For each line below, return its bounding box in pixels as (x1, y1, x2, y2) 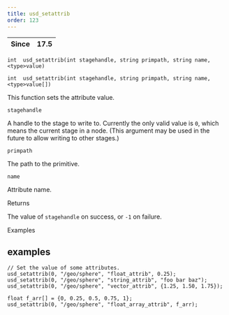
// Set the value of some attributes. (7, 265, 120, 272)
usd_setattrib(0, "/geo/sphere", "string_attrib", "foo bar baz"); (7, 277, 208, 284)
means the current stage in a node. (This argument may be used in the (7, 126, 210, 135)
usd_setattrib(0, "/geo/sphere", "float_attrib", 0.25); (7, 270, 177, 278)
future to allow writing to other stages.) (7, 133, 120, 142)
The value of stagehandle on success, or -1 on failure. (7, 212, 162, 221)
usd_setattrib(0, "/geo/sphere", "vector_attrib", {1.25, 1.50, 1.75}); (7, 283, 223, 290)
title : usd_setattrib (7, 10, 71, 17)
